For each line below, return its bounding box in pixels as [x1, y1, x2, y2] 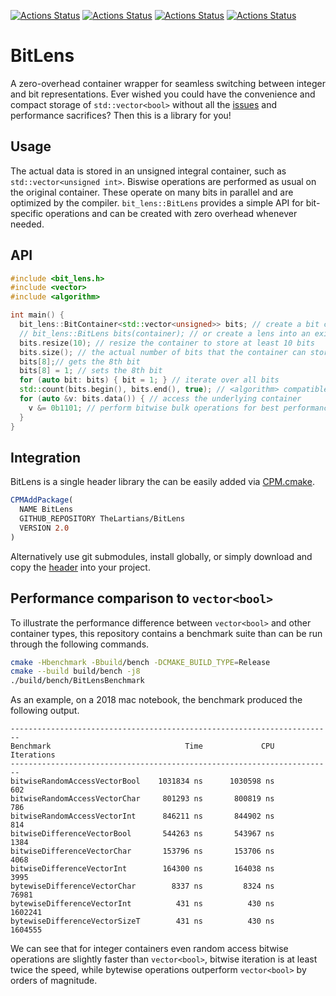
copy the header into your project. [10, 561, 151, 573]
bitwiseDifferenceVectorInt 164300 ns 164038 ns [10, 864, 275, 874]
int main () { [10, 310, 65, 320]
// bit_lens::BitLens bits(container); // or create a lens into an [19, 328, 311, 339]
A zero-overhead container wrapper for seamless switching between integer [10, 77, 326, 89]
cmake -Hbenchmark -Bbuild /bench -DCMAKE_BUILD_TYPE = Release [10, 657, 271, 667]
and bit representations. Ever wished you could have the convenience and [10, 88, 316, 100]
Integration [10, 449, 82, 466]
